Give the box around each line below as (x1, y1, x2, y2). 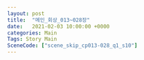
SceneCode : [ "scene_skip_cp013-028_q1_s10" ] (7, 42, 138, 49)
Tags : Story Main (7, 36, 57, 43)
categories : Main (7, 29, 57, 37)
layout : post (7, 10, 45, 17)
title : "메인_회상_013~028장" (7, 17, 90, 23)
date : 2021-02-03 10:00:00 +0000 (7, 23, 110, 30)
